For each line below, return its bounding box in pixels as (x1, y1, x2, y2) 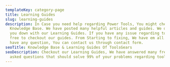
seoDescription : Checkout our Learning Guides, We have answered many (5, 49, 157, 54)
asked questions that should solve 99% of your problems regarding (10, 54, 155, 59)
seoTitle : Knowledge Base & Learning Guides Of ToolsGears (5, 45, 133, 50)
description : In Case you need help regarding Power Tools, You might (5, 21, 157, 27)
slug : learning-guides (5, 17, 53, 22)
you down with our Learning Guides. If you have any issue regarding (10, 31, 159, 36)
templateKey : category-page (5, 7, 65, 13)
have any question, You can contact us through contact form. (10, 40, 144, 45)
